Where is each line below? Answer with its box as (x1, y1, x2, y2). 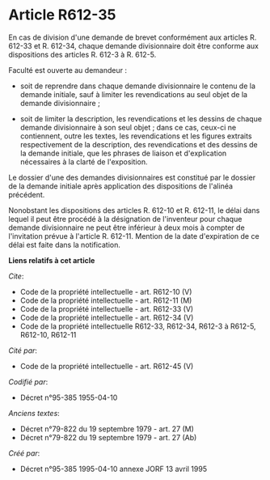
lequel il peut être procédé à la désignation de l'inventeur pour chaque (8, 214, 243, 223)
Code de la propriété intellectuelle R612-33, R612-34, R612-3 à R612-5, (19, 321, 256, 331)
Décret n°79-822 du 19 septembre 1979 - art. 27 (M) (19, 423, 194, 434)
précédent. (8, 189, 45, 199)
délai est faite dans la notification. (8, 240, 121, 249)
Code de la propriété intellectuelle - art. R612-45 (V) (19, 361, 194, 371)
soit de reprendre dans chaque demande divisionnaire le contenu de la (19, 81, 256, 91)
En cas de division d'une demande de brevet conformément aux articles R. (8, 32, 257, 42)
